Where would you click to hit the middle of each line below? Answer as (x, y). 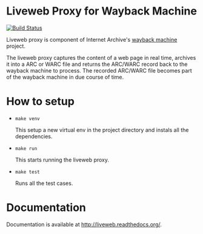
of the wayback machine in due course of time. (65, 77)
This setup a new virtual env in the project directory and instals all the (102, 130)
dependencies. (34, 136)
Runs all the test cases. (44, 183)
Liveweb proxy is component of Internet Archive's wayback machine (92, 39)
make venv (28, 119)
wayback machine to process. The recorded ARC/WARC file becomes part (99, 70)
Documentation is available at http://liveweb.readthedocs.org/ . (84, 224)
